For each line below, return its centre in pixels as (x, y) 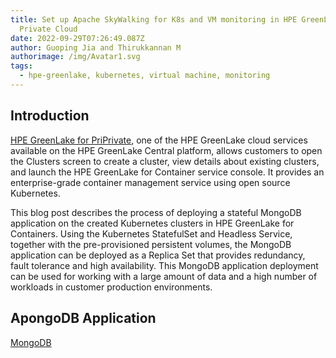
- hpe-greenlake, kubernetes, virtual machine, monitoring (145, 76)
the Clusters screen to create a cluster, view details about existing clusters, (165, 161)
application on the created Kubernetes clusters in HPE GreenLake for (152, 223)
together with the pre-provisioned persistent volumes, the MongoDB (151, 244)
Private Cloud (48, 29)
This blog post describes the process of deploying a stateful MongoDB (156, 212)
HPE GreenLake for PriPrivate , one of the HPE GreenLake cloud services (159, 140)
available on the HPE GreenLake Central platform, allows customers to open (166, 150)
